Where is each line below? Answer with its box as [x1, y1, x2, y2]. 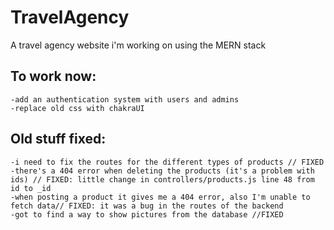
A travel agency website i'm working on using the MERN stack [10, 39, 267, 51]
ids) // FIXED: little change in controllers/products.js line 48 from [10, 174, 315, 185]
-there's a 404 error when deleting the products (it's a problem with [10, 166, 315, 176]
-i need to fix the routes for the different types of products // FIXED [10, 157, 325, 167]
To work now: [10, 68, 97, 85]
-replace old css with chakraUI [10, 103, 145, 113]
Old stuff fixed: [10, 131, 107, 148]
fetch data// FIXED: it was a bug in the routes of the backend [10, 201, 284, 211]
